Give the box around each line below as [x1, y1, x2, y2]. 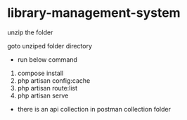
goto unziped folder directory [7, 41, 93, 50]
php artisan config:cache [17, 76, 91, 85]
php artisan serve [17, 91, 69, 100]
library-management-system [7, 5, 181, 21]
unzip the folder [7, 28, 53, 36]
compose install [17, 69, 64, 77]
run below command [17, 55, 77, 64]
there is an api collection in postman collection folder [17, 105, 171, 113]
